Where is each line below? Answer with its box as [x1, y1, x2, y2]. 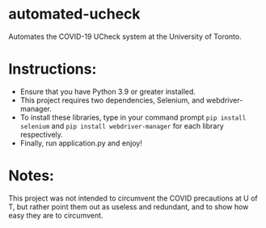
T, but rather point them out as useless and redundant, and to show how [8, 201, 249, 211]
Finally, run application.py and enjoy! [19, 138, 143, 148]
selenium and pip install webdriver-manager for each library [19, 120, 224, 130]
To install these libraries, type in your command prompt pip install [19, 112, 247, 122]
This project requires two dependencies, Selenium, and [19, 95, 205, 105]
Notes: [8, 167, 55, 185]
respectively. [19, 129, 63, 139]
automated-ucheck [8, 5, 141, 23]
